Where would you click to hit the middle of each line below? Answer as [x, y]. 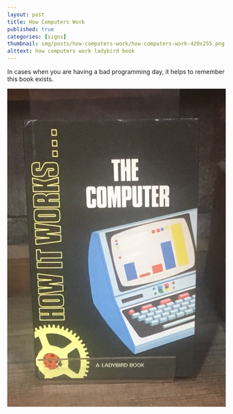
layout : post [26, 15]
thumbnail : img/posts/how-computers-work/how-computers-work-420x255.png [116, 44]
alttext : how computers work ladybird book [71, 51]
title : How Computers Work [46, 22]
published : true [31, 29]
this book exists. [31, 79]
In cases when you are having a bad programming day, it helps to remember [116, 72]
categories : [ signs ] [37, 37]
